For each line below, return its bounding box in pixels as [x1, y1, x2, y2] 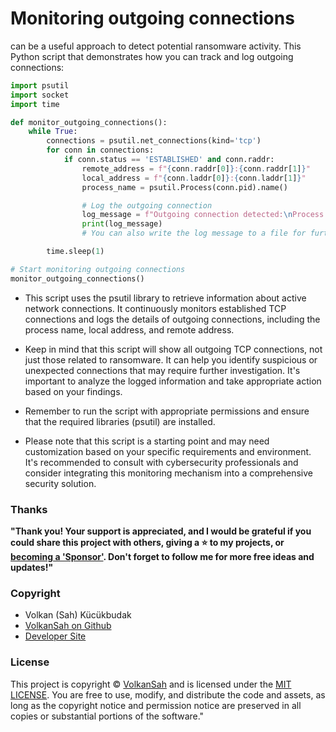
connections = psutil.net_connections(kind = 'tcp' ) [46, 136, 262, 146]
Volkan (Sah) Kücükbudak [24, 609, 132, 621]
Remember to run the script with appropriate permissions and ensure [24, 405, 310, 417]
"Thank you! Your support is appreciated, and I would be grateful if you [10, 525, 312, 537]
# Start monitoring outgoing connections [10, 264, 186, 274]
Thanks [10, 502, 48, 516]
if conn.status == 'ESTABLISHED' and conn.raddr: [63, 155, 275, 165]
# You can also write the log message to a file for [81, 228, 307, 239]
